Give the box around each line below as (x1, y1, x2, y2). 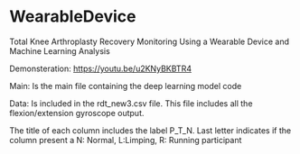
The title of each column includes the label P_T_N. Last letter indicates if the (9, 124, 292, 136)
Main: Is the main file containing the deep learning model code (9, 80, 242, 91)
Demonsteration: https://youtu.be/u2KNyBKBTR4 (9, 63, 192, 74)
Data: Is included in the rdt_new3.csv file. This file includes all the (9, 97, 253, 109)
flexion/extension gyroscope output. (9, 107, 145, 118)
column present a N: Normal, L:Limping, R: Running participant (9, 134, 242, 145)
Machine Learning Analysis (9, 45, 110, 56)
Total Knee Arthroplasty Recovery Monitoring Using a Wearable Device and (9, 36, 289, 47)
